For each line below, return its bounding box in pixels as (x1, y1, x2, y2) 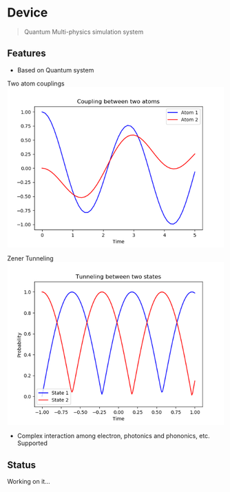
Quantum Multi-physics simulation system (23, 28, 144, 36)
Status (7, 459, 36, 471)
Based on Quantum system (17, 65, 94, 74)
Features (7, 48, 46, 59)
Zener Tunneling (7, 254, 54, 263)
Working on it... (7, 478, 50, 486)
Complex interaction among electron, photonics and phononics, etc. (17, 432, 210, 440)
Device (7, 5, 48, 21)
